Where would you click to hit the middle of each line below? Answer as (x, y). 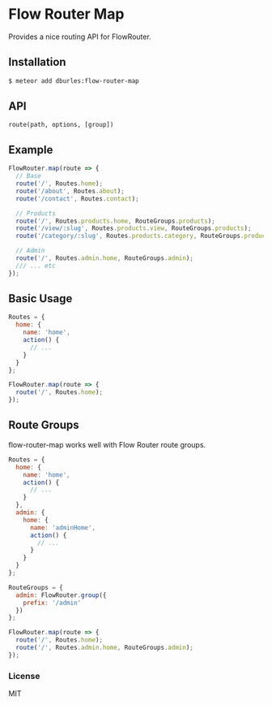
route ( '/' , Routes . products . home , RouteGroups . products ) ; (116, 221)
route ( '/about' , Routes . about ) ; (70, 191)
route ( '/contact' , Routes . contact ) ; (77, 199)
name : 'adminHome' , (62, 528)
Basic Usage (40, 298)
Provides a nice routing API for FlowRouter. (80, 37)
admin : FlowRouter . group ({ (61, 595)
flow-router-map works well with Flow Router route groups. (107, 444)
